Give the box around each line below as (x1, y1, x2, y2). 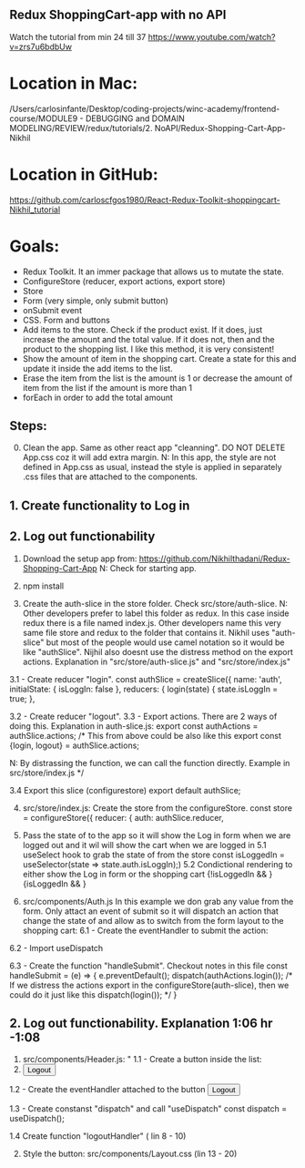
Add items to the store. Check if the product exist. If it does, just (22, 323, 263, 335)
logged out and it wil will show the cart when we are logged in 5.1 (22, 839, 267, 850)
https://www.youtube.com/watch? (147, 31, 276, 42)
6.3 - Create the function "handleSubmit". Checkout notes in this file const (9, 960, 289, 971)
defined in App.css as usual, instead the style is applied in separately (22, 462, 282, 473)
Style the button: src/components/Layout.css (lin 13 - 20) (22, 1148, 238, 1160)
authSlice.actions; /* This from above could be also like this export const (9, 730, 282, 741)
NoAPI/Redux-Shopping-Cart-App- (154, 122, 287, 133)
